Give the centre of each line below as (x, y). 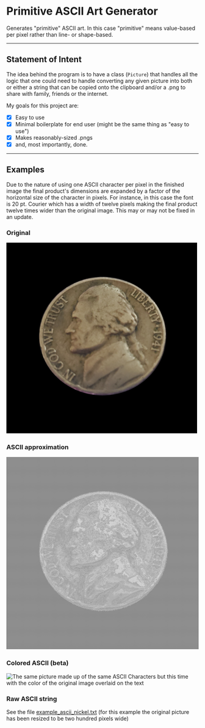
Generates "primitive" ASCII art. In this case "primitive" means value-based (101, 28)
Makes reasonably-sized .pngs (54, 137)
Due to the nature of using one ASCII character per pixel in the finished (95, 184)
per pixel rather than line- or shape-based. (60, 34)
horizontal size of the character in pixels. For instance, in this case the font (100, 197)
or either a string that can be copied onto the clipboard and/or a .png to (96, 87)
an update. (20, 217)
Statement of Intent (44, 59)
